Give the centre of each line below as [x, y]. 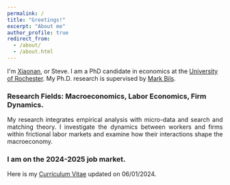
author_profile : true [38, 33]
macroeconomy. [30, 142]
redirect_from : [29, 39]
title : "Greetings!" [37, 20]
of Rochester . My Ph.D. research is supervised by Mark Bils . [91, 78]
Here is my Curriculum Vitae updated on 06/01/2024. [82, 174]
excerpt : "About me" [37, 26]
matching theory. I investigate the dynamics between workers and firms [115, 127]
